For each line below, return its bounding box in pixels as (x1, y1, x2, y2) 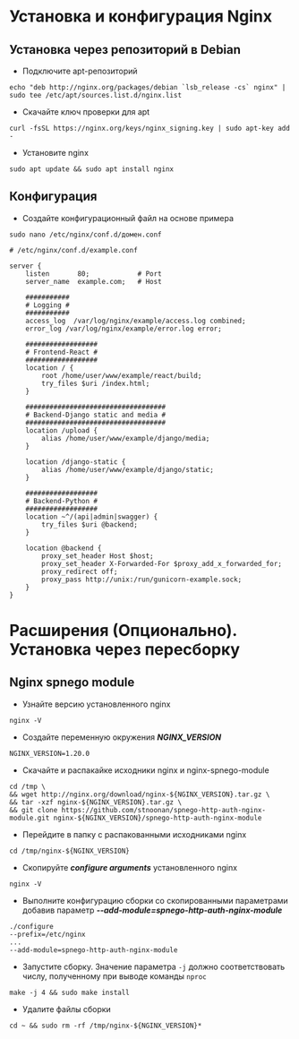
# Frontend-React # (25, 348, 98, 356)
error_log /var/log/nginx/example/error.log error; (25, 324, 222, 333)
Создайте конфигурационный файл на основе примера (21, 212, 235, 223)
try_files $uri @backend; (41, 519, 139, 529)
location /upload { (25, 425, 98, 435)
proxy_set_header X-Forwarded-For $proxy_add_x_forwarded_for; (41, 559, 282, 568)
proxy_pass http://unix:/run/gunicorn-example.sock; (41, 575, 243, 584)
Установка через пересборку (9, 640, 240, 659)
